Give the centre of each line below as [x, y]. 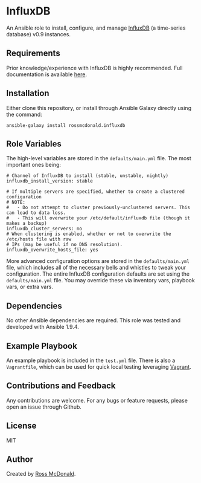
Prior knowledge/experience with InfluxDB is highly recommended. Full [94, 68]
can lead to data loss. [36, 213]
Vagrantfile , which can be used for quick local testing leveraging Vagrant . [99, 367]
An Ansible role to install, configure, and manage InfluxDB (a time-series [96, 28]
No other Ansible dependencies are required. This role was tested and [94, 320]
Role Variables [34, 144]
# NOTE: [16, 203]
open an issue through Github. [44, 407]
